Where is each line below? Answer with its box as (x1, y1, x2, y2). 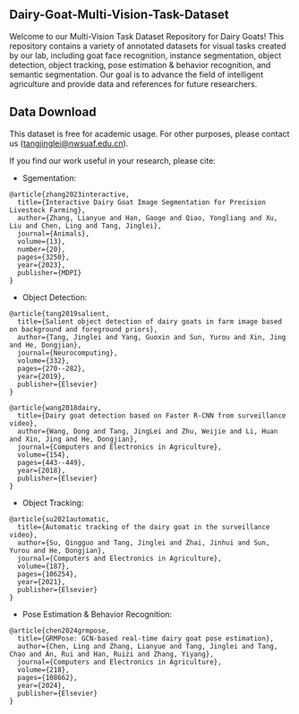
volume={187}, (17, 562, 70, 571)
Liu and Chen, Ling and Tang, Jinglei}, (9, 221, 163, 230)
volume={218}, (17, 665, 70, 675)
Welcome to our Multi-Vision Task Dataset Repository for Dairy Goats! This (9, 30, 285, 41)
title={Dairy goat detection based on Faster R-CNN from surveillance (17, 411, 286, 420)
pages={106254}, (17, 569, 78, 579)
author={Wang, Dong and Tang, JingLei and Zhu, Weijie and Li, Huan (17, 426, 278, 435)
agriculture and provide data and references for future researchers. (9, 78, 258, 89)
